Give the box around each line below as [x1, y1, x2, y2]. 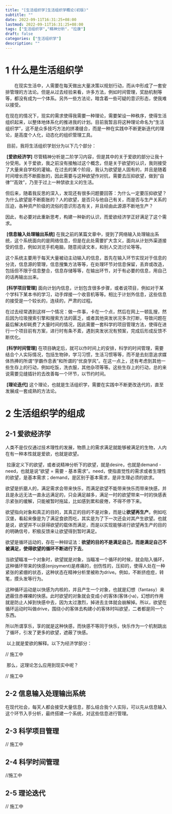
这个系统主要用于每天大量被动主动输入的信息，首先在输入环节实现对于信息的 [5, 255, 167, 261]
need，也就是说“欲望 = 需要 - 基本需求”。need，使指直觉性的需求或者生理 [5, 468, 162, 474]
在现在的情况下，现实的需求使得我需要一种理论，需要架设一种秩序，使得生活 [5, 112, 167, 118]
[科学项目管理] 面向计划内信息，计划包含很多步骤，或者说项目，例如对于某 [6, 285, 164, 291]
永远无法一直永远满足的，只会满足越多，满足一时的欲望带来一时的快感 [14, 491, 162, 497]
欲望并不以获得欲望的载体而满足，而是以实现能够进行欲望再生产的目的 [18, 521, 167, 528]
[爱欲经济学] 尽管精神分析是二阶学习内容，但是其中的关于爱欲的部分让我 [6, 153, 160, 159]
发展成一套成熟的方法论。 [5, 388, 59, 394]
